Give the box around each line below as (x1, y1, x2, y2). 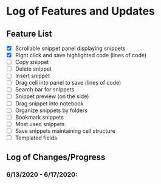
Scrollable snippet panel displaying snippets (15, 44, 126, 52)
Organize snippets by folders (15, 107, 88, 114)
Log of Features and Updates (6, 4, 155, 18)
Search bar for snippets (15, 86, 75, 93)
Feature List (6, 29, 52, 39)
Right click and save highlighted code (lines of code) (15, 52, 147, 59)
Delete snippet (15, 65, 52, 73)
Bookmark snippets (15, 113, 64, 121)
